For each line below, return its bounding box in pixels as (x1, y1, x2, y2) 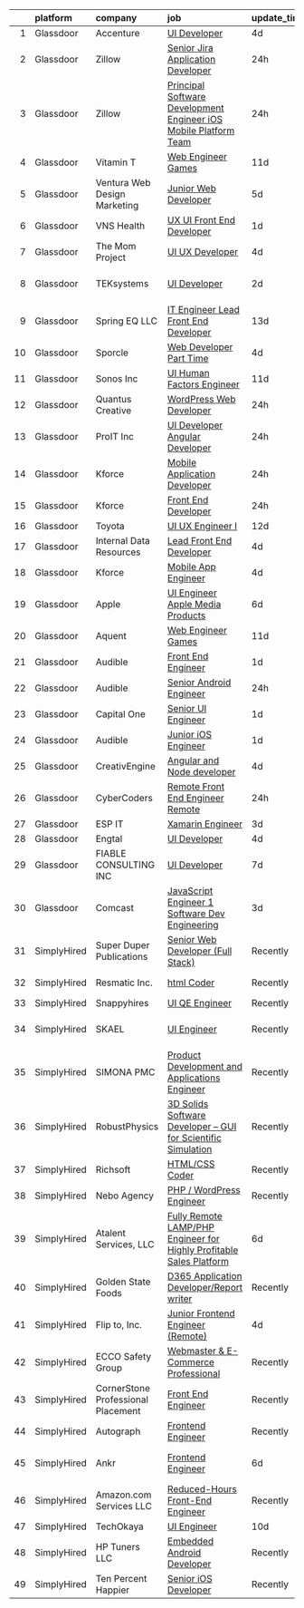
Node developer (166, 766, 236, 778)
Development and (166, 1061, 242, 1072)
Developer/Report (166, 1282, 243, 1293)
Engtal (95, 833, 123, 845)
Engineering (166, 919, 219, 931)
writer (166, 1293, 193, 1304)
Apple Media (166, 598, 222, 610)
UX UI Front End (166, 214, 236, 226)
